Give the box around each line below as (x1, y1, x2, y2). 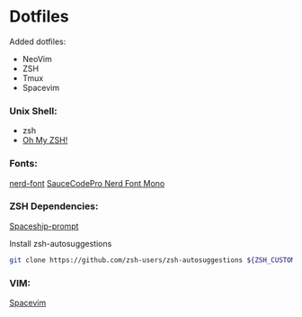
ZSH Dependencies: (9, 200, 99, 213)
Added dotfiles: (9, 36, 67, 47)
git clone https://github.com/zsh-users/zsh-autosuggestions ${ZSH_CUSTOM (9, 255, 296, 265)
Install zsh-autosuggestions (9, 238, 112, 249)
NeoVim (22, 53, 52, 64)
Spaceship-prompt (9, 221, 79, 231)
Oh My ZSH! (22, 135, 68, 146)
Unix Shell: (9, 104, 58, 117)
